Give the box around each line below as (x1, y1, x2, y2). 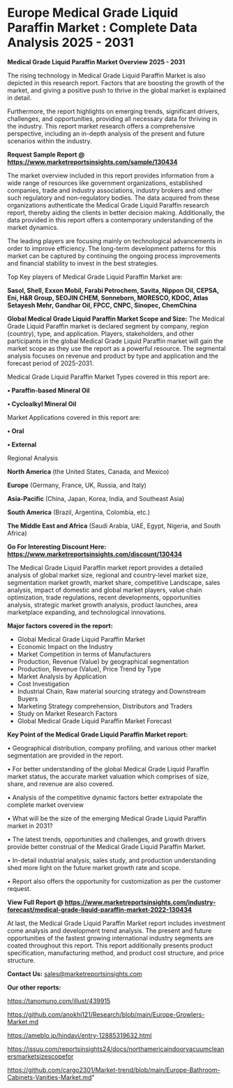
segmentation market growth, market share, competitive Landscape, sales (7, 578, 220, 586)
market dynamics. (7, 223, 59, 231)
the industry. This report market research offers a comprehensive (7, 122, 195, 130)
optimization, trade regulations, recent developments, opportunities (7, 593, 201, 602)
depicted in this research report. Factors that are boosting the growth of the (7, 78, 225, 87)
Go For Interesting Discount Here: (7, 542, 107, 551)
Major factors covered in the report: (7, 621, 113, 630)
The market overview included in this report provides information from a (7, 171, 214, 180)
